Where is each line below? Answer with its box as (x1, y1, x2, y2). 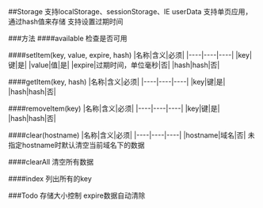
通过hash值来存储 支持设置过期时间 (8, 17, 124, 26)
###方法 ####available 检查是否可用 (8, 34, 128, 43)
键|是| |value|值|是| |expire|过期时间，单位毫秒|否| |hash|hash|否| (8, 60, 220, 70)
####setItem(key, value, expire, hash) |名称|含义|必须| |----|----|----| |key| (8, 51, 252, 59)
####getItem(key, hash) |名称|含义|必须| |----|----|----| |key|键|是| (8, 78, 226, 86)
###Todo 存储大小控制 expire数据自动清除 (8, 191, 146, 200)
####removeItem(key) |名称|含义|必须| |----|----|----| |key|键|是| (8, 104, 220, 113)
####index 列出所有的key (8, 174, 93, 183)
